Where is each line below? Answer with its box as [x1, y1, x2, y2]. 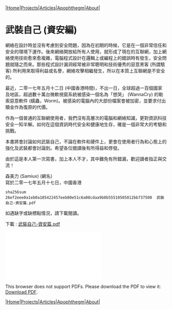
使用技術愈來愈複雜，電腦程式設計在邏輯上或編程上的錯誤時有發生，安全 [9, 55, 162, 61]
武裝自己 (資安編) [5, 25, 77, 36]
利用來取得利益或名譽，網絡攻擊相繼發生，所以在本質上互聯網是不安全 [17, 67, 165, 74]
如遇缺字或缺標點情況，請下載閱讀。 [5, 210, 82, 216]
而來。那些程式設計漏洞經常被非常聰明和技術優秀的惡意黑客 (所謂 [23, 61, 161, 67]
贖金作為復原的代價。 [5, 104, 50, 110]
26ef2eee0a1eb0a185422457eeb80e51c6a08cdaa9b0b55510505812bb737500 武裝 [5, 195, 165, 200]
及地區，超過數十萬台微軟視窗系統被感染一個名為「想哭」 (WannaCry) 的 [5, 91, 159, 97]
